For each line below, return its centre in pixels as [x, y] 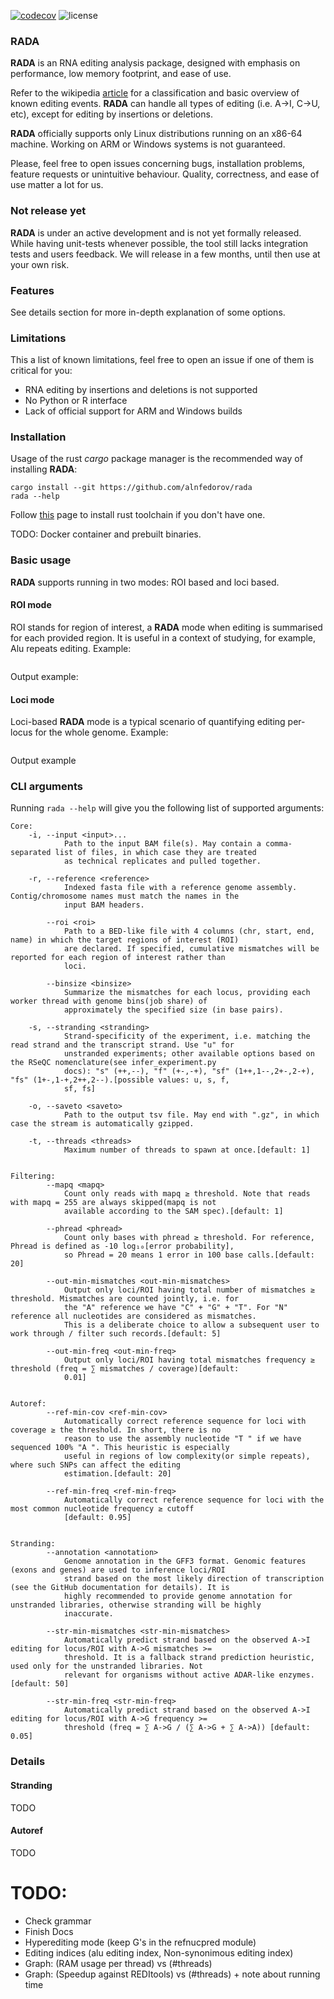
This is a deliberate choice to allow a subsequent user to [191, 1325]
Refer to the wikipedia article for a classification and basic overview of [155, 93]
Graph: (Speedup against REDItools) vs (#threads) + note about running [172, 1974]
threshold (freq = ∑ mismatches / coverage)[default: [125, 1369]
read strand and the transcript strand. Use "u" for [122, 1045]
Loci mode [32, 699]
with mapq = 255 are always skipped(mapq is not [113, 1203]
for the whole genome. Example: [101, 732]
